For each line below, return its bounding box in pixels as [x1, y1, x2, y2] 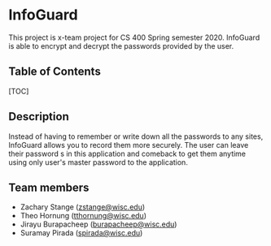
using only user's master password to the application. [8, 157, 189, 167]
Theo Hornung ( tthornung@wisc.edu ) [20, 211, 147, 221]
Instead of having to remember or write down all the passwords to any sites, [8, 132, 264, 141]
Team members [8, 180, 90, 194]
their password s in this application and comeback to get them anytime [8, 149, 247, 158]
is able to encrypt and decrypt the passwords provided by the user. [8, 41, 234, 50]
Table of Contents [8, 65, 102, 79]
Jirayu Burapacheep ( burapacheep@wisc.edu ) [20, 219, 177, 229]
